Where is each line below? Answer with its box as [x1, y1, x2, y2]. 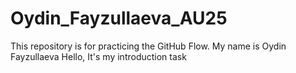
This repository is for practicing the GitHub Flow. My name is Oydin [10, 40, 287, 52]
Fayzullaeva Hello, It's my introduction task [10, 50, 187, 62]
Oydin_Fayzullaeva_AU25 [10, 7, 228, 30]
